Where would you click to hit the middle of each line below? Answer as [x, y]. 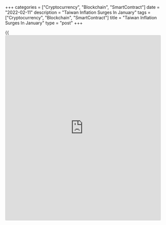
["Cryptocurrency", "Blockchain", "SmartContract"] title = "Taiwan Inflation [81, 18]
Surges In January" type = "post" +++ [44, 23]
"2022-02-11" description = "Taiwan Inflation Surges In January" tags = [78, 12]
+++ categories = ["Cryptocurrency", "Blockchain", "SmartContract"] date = [83, 7]
